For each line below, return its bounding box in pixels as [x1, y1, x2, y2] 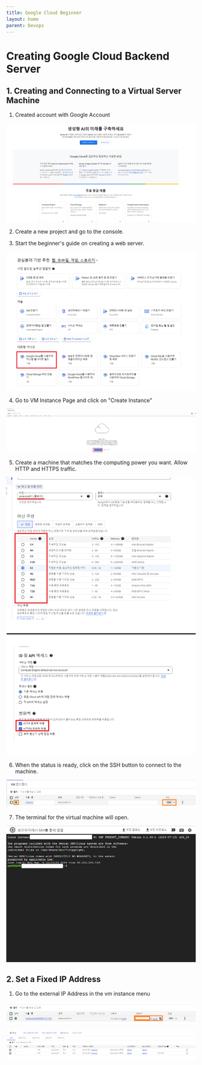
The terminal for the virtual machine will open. [14, 814, 129, 821]
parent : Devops [6, 22, 44, 28]
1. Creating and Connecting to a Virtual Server [6, 86, 182, 96]
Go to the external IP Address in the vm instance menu [14, 990, 150, 997]
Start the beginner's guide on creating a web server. [14, 239, 144, 247]
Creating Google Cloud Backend [6, 49, 170, 63]
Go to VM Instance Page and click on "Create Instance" [14, 397, 153, 404]
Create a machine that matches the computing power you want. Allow [14, 459, 188, 466]
